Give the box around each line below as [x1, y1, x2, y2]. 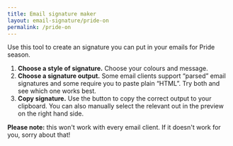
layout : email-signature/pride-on [7, 17, 110, 24]
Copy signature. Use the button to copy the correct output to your [17, 94, 212, 103]
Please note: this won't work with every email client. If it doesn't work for [7, 123, 221, 132]
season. [7, 50, 30, 59]
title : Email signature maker [7, 10, 97, 18]
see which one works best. [17, 86, 97, 96]
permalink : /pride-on [7, 23, 72, 30]
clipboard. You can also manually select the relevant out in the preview [17, 102, 225, 111]
